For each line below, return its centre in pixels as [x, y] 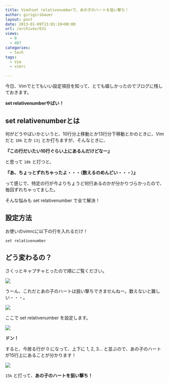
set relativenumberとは [43, 120]
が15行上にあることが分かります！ [41, 355]
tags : [11, 57]
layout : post [19, 19]
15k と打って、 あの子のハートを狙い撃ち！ [49, 375]
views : [12, 33]
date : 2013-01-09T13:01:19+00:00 [40, 24]
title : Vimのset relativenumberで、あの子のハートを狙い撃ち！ [67, 10]
